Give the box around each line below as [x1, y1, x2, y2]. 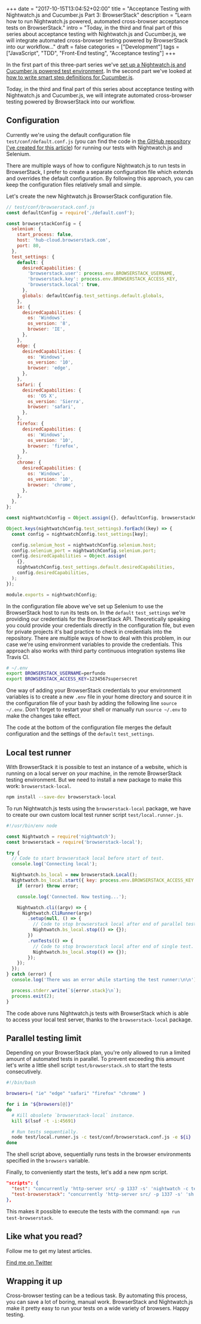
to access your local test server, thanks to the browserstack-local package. [6, 1016, 193, 1023]
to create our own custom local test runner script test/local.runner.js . [6, 811, 184, 818]
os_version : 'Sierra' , [28, 398, 84, 404]
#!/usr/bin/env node [6, 822, 58, 829]
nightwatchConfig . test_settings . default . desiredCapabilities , [17, 565, 175, 571]
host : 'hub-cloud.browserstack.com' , [17, 237, 111, 243]
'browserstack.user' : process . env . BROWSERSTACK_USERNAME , [28, 270, 175, 277]
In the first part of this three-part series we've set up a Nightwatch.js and [6, 61, 187, 68]
